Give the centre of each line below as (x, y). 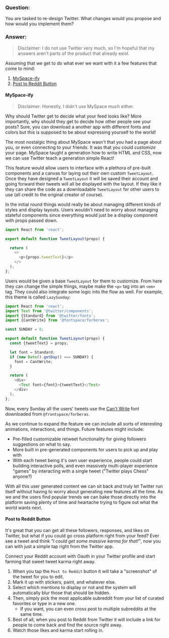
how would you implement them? (40, 24)
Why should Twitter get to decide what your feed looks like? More (74, 116)
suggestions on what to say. (42, 444)
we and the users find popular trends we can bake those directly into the (81, 497)
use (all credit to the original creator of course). (54, 194)
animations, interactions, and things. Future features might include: (75, 429)
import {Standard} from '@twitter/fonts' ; (50, 316)
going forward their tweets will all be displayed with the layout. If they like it (83, 184)
